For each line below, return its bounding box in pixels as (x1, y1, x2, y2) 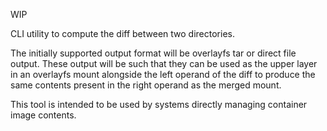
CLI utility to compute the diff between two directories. (10, 28, 235, 39)
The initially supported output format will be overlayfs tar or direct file (10, 47, 297, 59)
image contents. (10, 109, 77, 121)
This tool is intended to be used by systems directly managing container (10, 99, 308, 110)
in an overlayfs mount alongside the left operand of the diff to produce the (10, 69, 316, 80)
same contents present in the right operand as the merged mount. (10, 79, 282, 91)
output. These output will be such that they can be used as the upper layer (10, 58, 318, 69)
